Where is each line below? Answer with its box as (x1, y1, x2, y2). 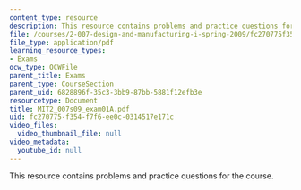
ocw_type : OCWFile (9, 63, 78, 72)
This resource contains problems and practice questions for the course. (9, 170, 274, 181)
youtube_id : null (17, 145, 82, 154)
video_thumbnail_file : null (17, 129, 123, 138)
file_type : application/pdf (9, 37, 115, 47)
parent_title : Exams (9, 71, 87, 80)
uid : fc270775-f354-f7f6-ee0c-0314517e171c (9, 112, 175, 121)
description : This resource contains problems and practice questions (9, 21, 279, 30)
